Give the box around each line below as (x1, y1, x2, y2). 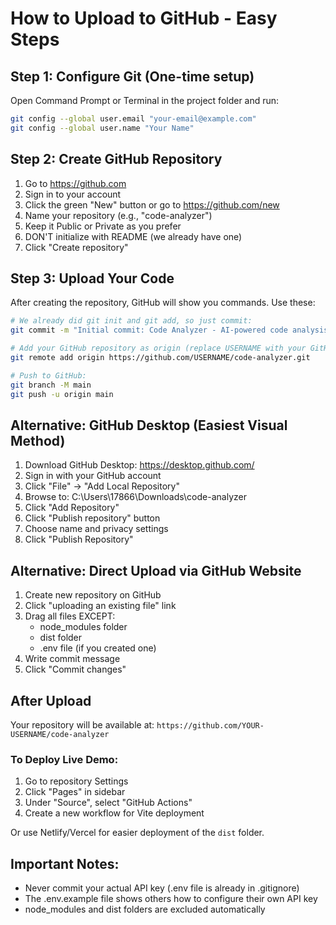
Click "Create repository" (24, 241, 129, 253)
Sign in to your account (24, 188, 122, 200)
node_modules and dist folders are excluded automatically (24, 903, 266, 916)
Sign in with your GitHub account (24, 470, 162, 482)
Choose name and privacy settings (24, 523, 169, 535)
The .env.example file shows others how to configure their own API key (24, 893, 318, 905)
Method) (10, 432, 66, 449)
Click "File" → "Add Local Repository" (24, 480, 180, 492)
